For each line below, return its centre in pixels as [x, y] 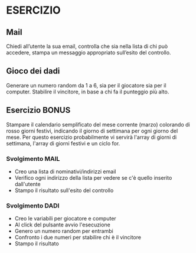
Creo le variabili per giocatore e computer [65, 219]
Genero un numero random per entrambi [64, 231]
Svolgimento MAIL [33, 158]
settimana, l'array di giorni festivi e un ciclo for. [63, 143]
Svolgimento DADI [33, 206]
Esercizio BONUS [38, 110]
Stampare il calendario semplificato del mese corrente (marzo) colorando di [98, 124]
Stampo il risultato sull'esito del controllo [64, 190]
